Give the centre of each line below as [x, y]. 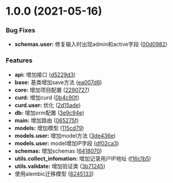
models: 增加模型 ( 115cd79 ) [49, 128]
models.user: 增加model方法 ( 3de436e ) [65, 135]
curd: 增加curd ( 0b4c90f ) [47, 97]
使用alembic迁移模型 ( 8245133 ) [54, 174]
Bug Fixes [21, 30]
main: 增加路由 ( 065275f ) [47, 120]
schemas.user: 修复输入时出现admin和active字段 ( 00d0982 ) [91, 45]
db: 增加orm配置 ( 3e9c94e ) [49, 113]
